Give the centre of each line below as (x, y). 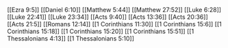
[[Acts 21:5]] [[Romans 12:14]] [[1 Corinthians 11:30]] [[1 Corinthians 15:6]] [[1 (114, 24)
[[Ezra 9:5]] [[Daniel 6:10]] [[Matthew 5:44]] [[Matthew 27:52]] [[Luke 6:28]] (114, 10)
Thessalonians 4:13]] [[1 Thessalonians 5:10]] (71, 39)
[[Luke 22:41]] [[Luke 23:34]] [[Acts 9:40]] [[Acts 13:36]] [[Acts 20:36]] (107, 17)
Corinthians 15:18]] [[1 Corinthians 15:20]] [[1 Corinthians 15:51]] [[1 (101, 31)
